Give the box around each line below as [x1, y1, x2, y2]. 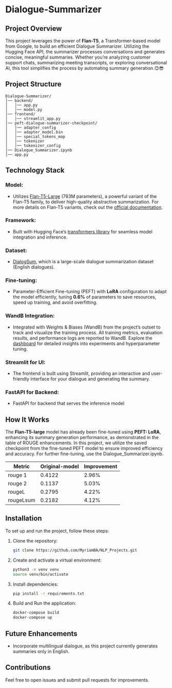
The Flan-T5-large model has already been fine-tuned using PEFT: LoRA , [5, 429, 161, 435]
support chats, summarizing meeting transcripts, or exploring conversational [5, 60, 167, 65]
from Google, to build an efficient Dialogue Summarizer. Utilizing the [5, 43, 149, 49]
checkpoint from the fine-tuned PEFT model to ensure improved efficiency [5, 445, 163, 451]
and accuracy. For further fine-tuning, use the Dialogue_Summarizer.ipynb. [5, 451, 164, 457]
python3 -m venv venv [12, 567, 60, 572]
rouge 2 [8, 480, 27, 487]
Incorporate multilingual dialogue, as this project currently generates [12, 643, 158, 649]
